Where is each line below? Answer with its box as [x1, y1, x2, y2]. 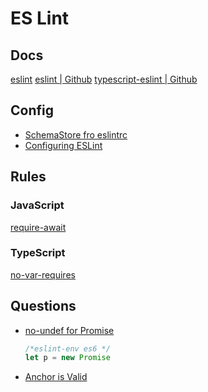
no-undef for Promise [24, 324, 115, 336]
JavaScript [10, 198, 65, 212]
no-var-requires [10, 268, 76, 281]
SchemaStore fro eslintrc [24, 128, 128, 141]
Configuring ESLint [24, 139, 103, 151]
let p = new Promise [24, 353, 111, 363]
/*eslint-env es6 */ [24, 343, 111, 354]
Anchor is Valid [24, 371, 88, 383]
